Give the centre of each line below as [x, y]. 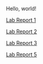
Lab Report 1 [21, 20]
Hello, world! [21, 9]
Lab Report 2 [21, 31]
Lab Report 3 [21, 43]
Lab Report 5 [21, 55]
